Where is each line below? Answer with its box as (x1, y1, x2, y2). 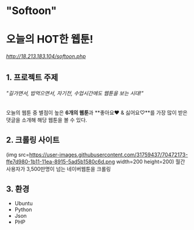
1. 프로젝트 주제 (6, 72, 59, 83)
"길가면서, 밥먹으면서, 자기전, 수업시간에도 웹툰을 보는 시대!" (6, 90, 144, 97)
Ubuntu (14, 200, 33, 207)
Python (14, 206, 32, 213)
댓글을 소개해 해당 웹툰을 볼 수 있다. (6, 116, 87, 123)
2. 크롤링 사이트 (6, 135, 60, 145)
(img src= (6, 151, 29, 158)
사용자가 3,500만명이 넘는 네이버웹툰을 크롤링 (6, 165, 111, 172)
